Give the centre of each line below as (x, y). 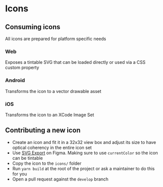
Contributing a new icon (43, 130)
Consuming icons (33, 27)
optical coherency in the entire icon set (52, 147)
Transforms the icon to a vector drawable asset (53, 91)
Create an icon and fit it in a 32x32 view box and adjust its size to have (84, 142)
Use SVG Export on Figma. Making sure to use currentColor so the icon (85, 153)
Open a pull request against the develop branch (60, 179)
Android (15, 81)
